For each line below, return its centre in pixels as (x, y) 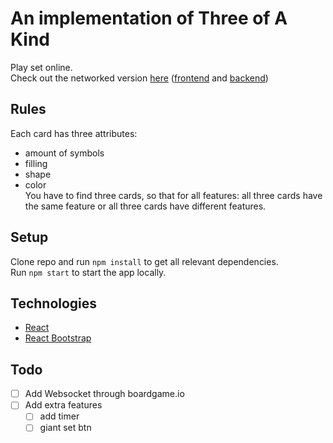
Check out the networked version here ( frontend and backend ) (139, 78)
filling (36, 163)
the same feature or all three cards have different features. (145, 206)
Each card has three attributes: (74, 133)
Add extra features (63, 405)
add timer (59, 416)
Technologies (54, 303)
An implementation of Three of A (149, 18)
